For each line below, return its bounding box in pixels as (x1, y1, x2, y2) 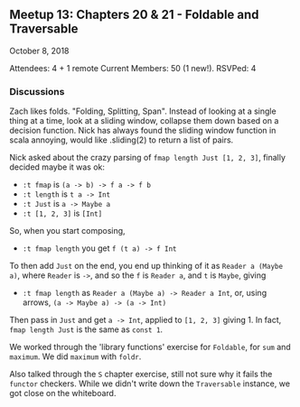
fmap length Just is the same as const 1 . (9, 324, 164, 335)
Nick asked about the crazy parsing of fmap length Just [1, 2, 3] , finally (9, 153, 286, 163)
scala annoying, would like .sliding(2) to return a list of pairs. (9, 134, 234, 145)
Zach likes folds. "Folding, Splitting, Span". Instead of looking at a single (9, 106, 277, 116)
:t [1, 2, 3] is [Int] (22, 208, 103, 219)
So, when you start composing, (9, 226, 126, 236)
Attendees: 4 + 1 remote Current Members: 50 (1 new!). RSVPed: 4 (9, 62, 257, 73)
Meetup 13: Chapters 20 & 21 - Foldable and (9, 7, 259, 23)
